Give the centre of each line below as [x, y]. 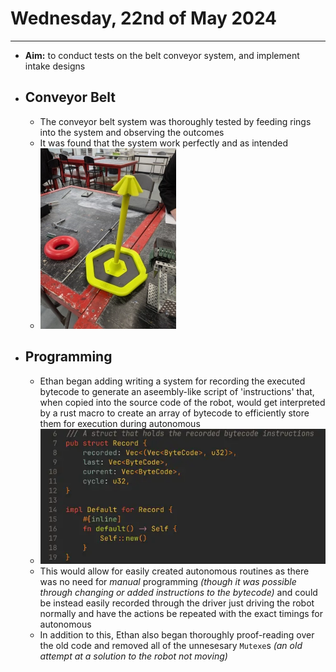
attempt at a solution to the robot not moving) [133, 656]
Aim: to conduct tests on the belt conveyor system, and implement [162, 55]
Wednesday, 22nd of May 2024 [144, 18]
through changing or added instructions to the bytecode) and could [178, 592]
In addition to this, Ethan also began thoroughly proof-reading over [177, 634]
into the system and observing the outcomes [132, 132]
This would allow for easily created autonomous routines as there [174, 571]
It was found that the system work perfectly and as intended [163, 143]
